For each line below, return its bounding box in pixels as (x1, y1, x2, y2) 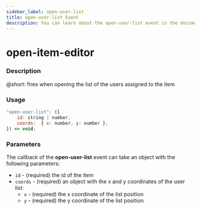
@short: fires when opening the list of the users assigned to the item (6, 80, 175, 87)
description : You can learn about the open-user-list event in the (6, 20, 178, 26)
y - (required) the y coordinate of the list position (23, 197, 144, 204)
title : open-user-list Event (6, 14, 79, 20)
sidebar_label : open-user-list (6, 8, 84, 15)
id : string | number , (17, 115, 71, 121)
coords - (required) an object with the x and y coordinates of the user (14, 178, 185, 185)
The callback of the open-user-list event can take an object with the (6, 153, 175, 160)
